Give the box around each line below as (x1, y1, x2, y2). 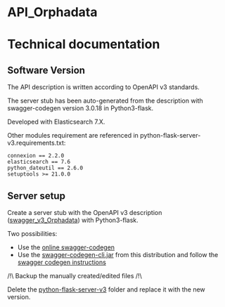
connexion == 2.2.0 (7, 152, 65, 159)
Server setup (7, 190, 65, 202)
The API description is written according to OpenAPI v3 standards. (7, 83, 200, 91)
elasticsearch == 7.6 (7, 159, 71, 166)
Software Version (7, 64, 86, 76)
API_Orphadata (7, 4, 98, 20)
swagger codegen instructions (17, 258, 107, 266)
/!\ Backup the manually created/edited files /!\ (7, 272, 142, 280)
